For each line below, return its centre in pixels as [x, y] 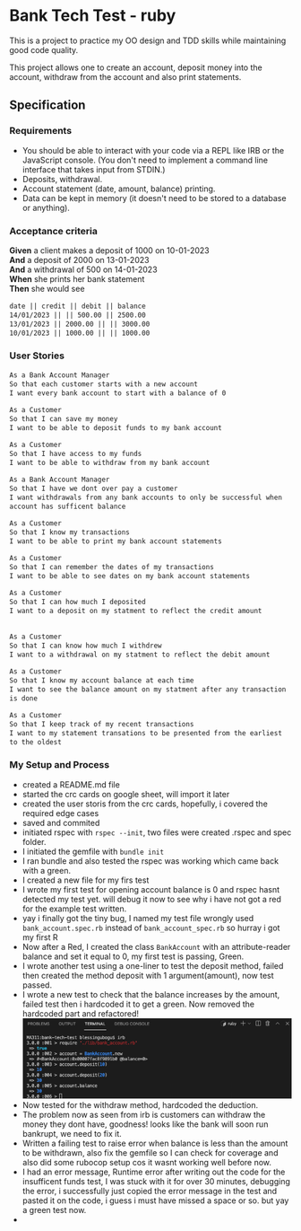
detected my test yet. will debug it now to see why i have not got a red [152, 899]
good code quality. [44, 49]
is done [24, 699]
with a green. [47, 870]
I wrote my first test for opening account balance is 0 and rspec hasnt [151, 889]
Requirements [41, 131]
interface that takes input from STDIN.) [94, 169]
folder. [34, 841]
